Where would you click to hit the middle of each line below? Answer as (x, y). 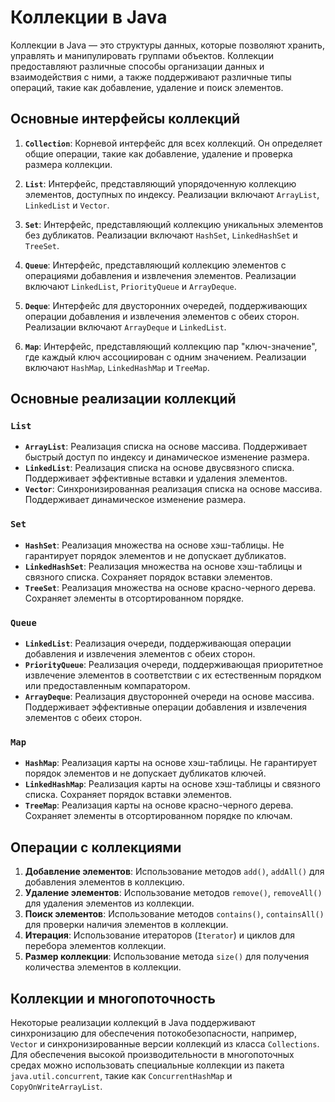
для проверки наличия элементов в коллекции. (126, 925)
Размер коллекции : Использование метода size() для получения (167, 957)
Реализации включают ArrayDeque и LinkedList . (125, 327)
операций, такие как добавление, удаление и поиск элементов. (147, 87)
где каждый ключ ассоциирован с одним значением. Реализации (165, 357)
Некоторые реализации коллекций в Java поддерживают (133, 1022)
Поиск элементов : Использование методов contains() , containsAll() (174, 914)
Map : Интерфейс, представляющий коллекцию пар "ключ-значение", (171, 346)
